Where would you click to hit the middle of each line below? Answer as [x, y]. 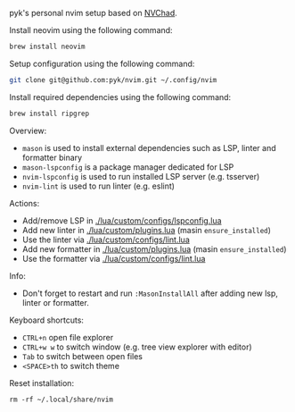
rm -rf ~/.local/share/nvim [61, 399]
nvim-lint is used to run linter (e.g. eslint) [98, 186]
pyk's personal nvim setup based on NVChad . [94, 13]
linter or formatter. [55, 302]
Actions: [25, 203]
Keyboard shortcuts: [47, 320]
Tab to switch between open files [82, 356]
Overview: [28, 130]
